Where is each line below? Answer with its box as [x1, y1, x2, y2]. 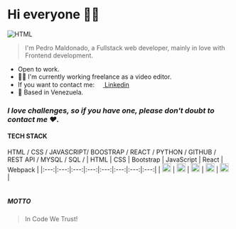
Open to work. [17, 65, 60, 73]
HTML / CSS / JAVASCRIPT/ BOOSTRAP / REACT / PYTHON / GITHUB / [7, 148, 217, 157]
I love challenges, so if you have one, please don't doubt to [7, 106, 215, 116]
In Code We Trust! [24, 215, 78, 223]
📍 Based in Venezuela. [17, 88, 84, 96]
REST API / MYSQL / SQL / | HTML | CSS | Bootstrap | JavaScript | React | [7, 155, 224, 164]
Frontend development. [24, 51, 94, 60]
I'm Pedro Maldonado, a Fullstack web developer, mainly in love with [24, 43, 225, 52]
